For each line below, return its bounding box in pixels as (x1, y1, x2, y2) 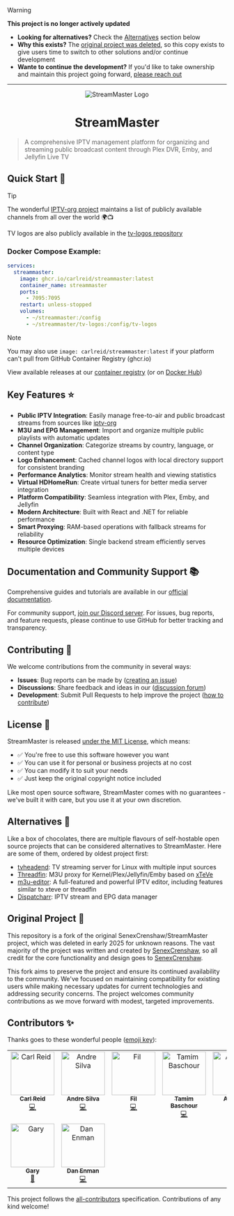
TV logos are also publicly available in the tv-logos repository (7, 229, 183, 237)
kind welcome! (7, 1202, 49, 1211)
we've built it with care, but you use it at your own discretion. (7, 796, 182, 804)
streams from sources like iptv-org (17, 419, 117, 427)
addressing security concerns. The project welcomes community (7, 989, 194, 998)
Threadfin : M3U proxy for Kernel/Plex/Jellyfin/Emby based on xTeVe (17, 870, 214, 878)
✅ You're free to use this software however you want (17, 751, 169, 759)
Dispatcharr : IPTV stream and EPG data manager (17, 892, 158, 901)
